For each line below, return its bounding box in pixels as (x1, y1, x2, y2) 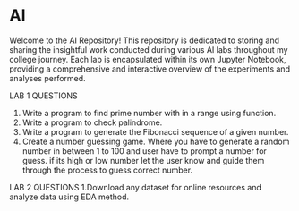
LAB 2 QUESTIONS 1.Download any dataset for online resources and (9, 181, 261, 192)
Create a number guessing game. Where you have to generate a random (21, 136, 290, 147)
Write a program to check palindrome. (21, 117, 163, 128)
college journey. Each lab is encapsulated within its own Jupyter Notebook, (9, 54, 286, 64)
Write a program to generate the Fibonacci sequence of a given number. (21, 126, 289, 137)
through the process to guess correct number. (21, 165, 193, 175)
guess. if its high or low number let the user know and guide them (21, 155, 265, 165)
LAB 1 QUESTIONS (9, 90, 78, 101)
